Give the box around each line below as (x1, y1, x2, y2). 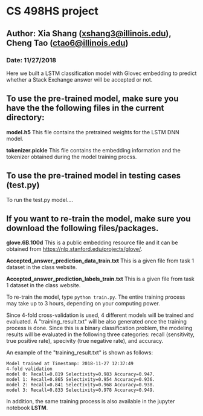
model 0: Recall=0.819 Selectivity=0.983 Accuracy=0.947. (6, 371, 155, 377)
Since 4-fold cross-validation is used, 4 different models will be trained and (6, 311, 195, 319)
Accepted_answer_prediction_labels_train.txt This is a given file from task (6, 275, 195, 282)
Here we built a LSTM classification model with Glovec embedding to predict (6, 70, 197, 77)
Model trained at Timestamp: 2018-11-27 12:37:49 (6, 361, 134, 367)
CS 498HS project (6, 4, 98, 18)
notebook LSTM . (6, 404, 48, 412)
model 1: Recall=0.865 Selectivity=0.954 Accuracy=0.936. (6, 377, 155, 383)
